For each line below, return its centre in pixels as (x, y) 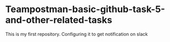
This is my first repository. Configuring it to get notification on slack (77, 34)
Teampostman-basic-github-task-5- (85, 9)
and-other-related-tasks (59, 20)
